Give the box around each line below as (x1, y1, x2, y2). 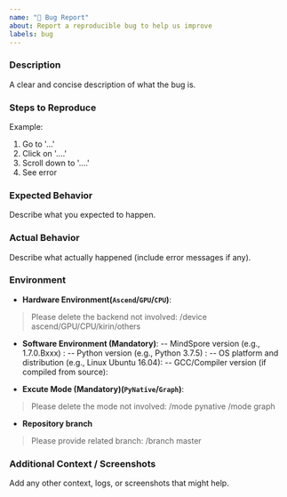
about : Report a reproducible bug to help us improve (9, 21, 213, 30)
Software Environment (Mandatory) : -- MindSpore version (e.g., (21, 338, 260, 349)
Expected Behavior (9, 188, 93, 201)
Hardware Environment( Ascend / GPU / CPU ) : (21, 294, 171, 305)
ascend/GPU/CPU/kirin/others (30, 321, 141, 332)
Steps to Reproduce (9, 101, 97, 114)
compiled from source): (21, 366, 108, 377)
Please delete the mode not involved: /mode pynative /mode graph (30, 401, 275, 412)
